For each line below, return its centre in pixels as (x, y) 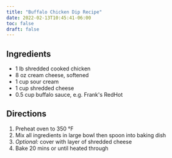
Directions (27, 114)
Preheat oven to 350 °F (45, 129)
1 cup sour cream (37, 82)
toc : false (20, 23)
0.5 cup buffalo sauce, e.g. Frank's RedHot (69, 95)
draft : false (23, 29)
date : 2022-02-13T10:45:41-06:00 (49, 18)
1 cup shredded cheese (45, 88)
